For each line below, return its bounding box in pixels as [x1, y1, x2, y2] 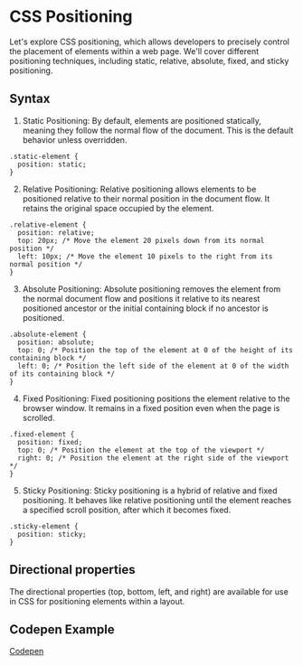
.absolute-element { [9, 330, 88, 339]
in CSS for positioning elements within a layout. [9, 595, 185, 606]
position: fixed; [17, 437, 83, 446]
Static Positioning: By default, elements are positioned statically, [22, 115, 262, 126]
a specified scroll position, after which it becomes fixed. [22, 504, 232, 515]
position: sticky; [17, 529, 88, 539]
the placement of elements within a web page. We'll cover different [9, 45, 260, 56]
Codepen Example [9, 622, 115, 637]
